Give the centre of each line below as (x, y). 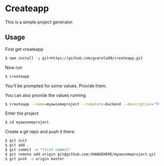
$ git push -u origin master (35, 159)
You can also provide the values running (45, 95)
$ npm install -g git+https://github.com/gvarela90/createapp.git (74, 58)
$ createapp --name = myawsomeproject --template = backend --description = (79, 104)
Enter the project (22, 113)
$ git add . (17, 145)
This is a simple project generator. (39, 22)
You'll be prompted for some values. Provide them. (56, 85)
